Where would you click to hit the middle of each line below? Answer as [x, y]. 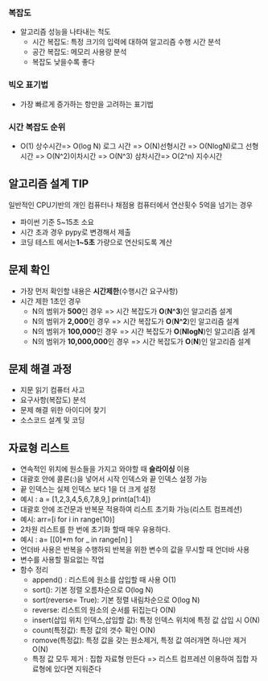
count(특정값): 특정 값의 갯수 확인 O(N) [94, 630]
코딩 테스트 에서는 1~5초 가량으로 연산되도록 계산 [96, 242]
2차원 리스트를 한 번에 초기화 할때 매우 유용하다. [95, 529]
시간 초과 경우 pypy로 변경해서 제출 [75, 232]
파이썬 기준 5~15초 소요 [57, 222]
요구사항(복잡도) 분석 [53, 400]
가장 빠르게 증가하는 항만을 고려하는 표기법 [87, 104]
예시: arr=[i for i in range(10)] [67, 519]
